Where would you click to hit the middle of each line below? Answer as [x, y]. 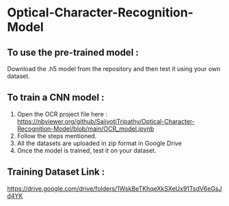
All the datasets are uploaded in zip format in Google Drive [99, 143]
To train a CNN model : [56, 98]
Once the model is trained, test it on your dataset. [86, 150]
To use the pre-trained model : [73, 52]
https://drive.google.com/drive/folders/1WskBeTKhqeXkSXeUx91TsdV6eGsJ [114, 188]
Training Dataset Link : [56, 172]
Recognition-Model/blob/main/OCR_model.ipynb [85, 129]
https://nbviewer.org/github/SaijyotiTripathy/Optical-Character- [106, 121]
